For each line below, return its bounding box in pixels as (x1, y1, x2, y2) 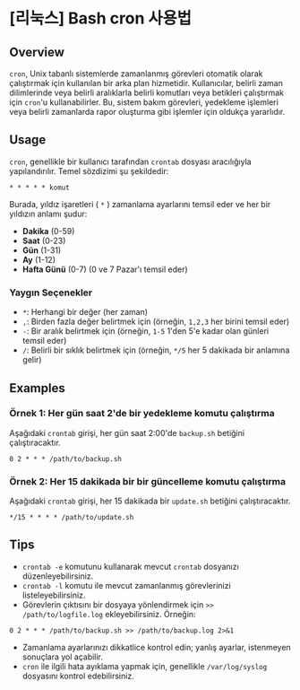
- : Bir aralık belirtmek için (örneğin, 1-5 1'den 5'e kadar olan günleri (21, 326, 270, 336)
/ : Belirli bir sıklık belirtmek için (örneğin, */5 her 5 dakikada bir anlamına (21, 345, 290, 355)
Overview (9, 44, 65, 59)
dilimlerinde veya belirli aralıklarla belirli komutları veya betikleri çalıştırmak (9, 87, 285, 98)
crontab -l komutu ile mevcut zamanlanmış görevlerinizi (21, 580, 231, 590)
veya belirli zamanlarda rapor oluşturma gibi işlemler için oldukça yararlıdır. (9, 107, 286, 117)
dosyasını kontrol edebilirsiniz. (21, 670, 134, 681)
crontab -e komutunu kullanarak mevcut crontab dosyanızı (21, 561, 239, 572)
